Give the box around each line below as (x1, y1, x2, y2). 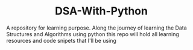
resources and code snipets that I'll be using (6, 37, 116, 44)
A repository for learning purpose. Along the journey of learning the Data (6, 24, 187, 31)
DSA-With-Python (55, 4, 148, 18)
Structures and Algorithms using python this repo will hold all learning (6, 30, 180, 37)
